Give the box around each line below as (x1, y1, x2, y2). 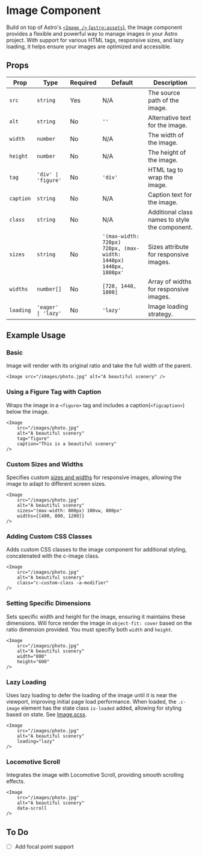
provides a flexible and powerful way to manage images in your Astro (6, 30, 178, 37)
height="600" (17, 658, 50, 665)
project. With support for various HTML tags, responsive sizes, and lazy (6, 36, 185, 43)
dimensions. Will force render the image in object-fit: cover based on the (6, 619, 192, 626)
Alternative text (148, 113, 191, 121)
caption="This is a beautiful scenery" (17, 440, 117, 447)
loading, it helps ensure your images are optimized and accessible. (6, 43, 172, 50)
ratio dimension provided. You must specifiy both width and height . (6, 626, 173, 633)
